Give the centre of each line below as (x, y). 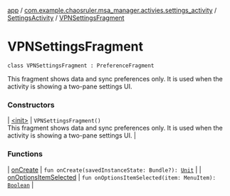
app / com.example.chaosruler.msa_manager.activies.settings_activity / (112, 10)
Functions (25, 154)
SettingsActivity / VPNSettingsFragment (66, 18)
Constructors (31, 105)
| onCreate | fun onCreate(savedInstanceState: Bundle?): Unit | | (104, 170)
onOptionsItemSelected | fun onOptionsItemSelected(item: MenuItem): (111, 177)
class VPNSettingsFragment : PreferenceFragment (81, 66)
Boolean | (21, 185)
